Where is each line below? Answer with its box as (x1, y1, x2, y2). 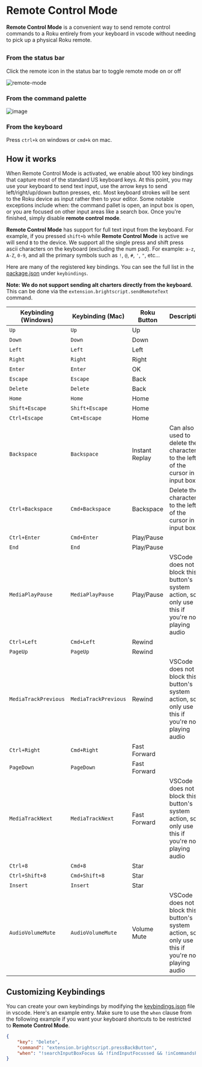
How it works (6, 154, 57, 164)
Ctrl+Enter (9, 534, 40, 541)
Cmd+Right (70, 747, 99, 754)
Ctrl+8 (9, 863, 28, 869)
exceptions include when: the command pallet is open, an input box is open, (6, 202, 195, 209)
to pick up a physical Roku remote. (6, 36, 92, 43)
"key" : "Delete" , (17, 1039, 61, 1045)
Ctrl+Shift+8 (9, 872, 47, 879)
